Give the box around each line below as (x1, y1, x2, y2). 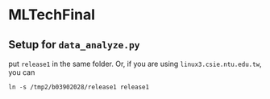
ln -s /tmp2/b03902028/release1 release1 (8, 83, 150, 91)
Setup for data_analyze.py (8, 38, 140, 52)
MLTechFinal (8, 6, 95, 24)
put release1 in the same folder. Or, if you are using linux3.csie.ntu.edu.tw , (8, 59, 262, 68)
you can (8, 68, 35, 77)
